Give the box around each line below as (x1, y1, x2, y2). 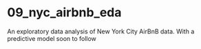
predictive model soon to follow (7, 34, 96, 42)
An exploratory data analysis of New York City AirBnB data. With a (7, 27, 195, 35)
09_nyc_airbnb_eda (7, 5, 122, 20)
